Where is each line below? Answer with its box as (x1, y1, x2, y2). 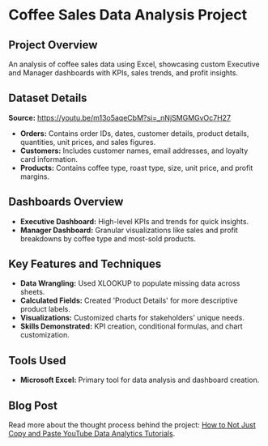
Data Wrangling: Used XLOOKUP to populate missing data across (19, 278, 240, 288)
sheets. (19, 287, 45, 297)
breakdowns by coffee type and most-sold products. (19, 233, 197, 244)
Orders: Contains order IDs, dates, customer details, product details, (19, 128, 249, 138)
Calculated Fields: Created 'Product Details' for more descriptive (19, 295, 238, 305)
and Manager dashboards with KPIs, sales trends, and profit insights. (8, 68, 239, 78)
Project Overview (8, 38, 98, 52)
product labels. (19, 304, 70, 314)
